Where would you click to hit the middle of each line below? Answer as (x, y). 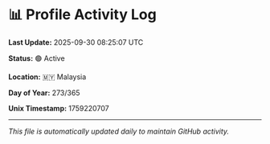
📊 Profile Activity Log (82, 15)
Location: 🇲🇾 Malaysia (47, 77)
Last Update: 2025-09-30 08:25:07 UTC (76, 42)
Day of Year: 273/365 (44, 93)
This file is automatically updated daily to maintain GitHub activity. (119, 131)
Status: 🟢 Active (37, 58)
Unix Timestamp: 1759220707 (59, 108)
